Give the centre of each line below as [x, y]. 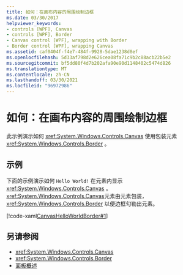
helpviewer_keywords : [34, 23]
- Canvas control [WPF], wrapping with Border [67, 40]
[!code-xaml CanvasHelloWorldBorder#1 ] [57, 216]
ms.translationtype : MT [37, 69]
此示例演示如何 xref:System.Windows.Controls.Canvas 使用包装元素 [92, 136]
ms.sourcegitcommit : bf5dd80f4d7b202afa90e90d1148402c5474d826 [89, 63]
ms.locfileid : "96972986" [39, 86]
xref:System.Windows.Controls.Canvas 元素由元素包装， [77, 196]
